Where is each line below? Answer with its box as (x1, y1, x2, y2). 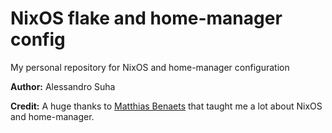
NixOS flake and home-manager (10, 7, 283, 30)
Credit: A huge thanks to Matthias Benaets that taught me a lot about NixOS (10, 100, 323, 112)
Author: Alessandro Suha (10, 80, 116, 92)
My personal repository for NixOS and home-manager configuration (10, 61, 290, 73)
